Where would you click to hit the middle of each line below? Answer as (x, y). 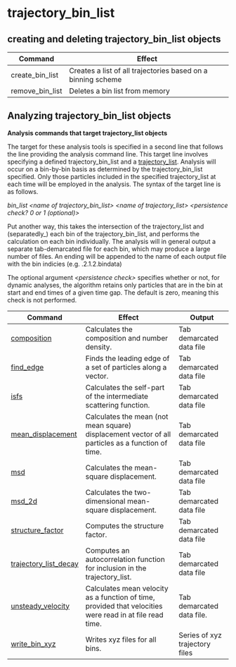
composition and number (127, 338)
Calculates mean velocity (127, 588)
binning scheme (96, 79)
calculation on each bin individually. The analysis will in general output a (112, 241)
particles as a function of (126, 443)
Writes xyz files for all (121, 640)
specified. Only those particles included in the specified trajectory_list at (112, 176)
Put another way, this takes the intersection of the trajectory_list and (106, 226)
